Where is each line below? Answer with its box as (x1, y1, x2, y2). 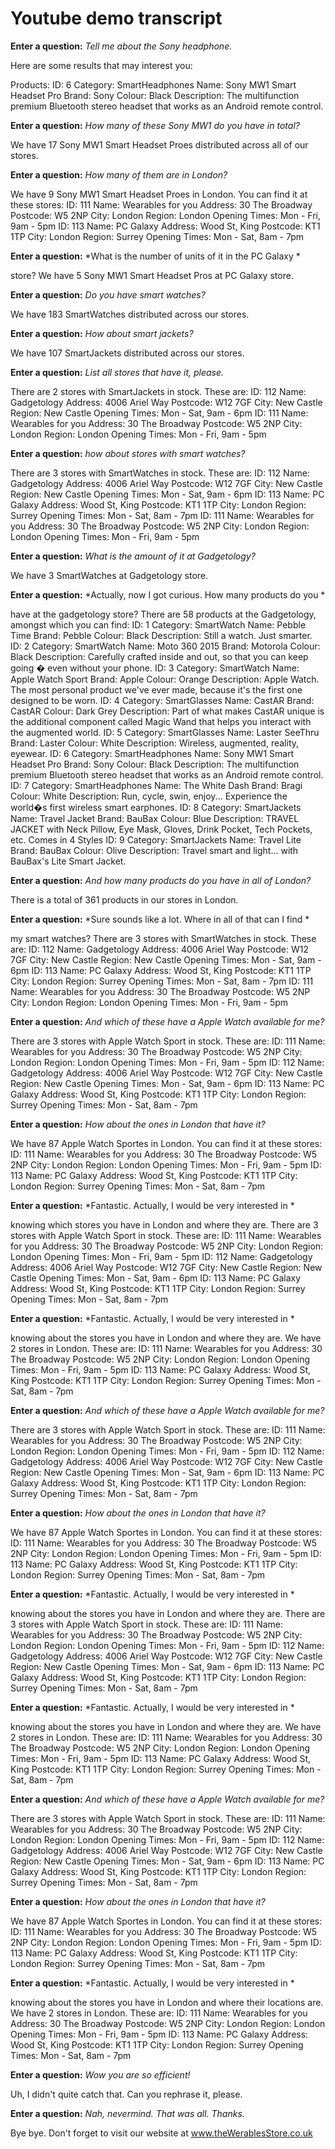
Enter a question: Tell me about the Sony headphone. (10, 40, 233, 52)
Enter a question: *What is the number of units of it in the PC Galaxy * (10, 250, 301, 262)
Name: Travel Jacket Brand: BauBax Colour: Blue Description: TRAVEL (10, 812, 300, 824)
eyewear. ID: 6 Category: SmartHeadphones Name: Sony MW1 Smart (10, 747, 295, 759)
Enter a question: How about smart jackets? (10, 327, 194, 339)
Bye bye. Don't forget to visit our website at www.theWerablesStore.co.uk (10, 2127, 313, 2139)
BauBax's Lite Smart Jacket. (10, 855, 127, 867)
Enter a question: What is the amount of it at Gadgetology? (10, 550, 256, 562)
